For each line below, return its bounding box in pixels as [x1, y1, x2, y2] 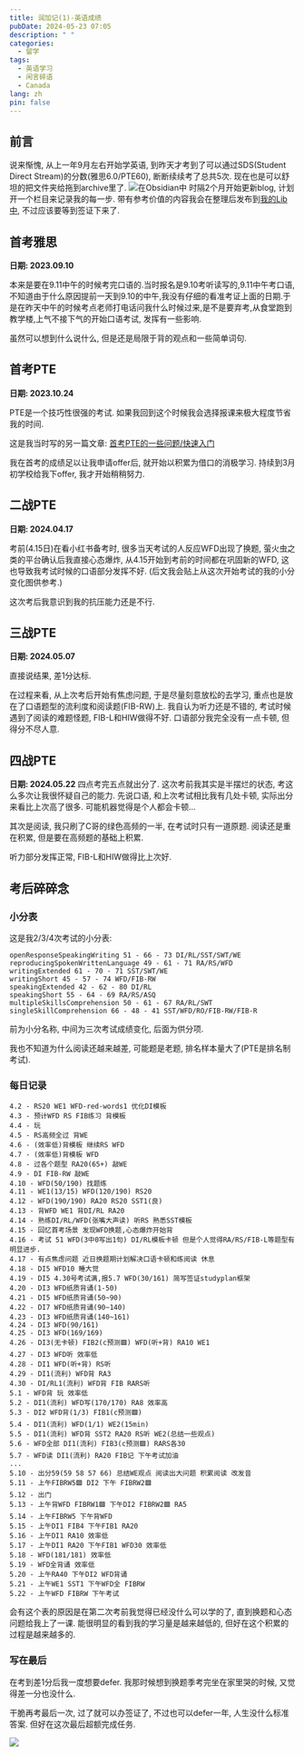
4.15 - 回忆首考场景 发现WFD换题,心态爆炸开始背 [9, 1226, 174, 1235]
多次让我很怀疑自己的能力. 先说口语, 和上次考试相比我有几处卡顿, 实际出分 [16, 790, 293, 801]
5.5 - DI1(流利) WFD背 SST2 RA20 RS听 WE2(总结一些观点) [9, 1430, 216, 1439]
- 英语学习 [17, 65, 54, 74]
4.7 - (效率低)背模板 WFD [9, 1151, 100, 1160]
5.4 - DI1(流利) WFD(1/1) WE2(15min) [9, 1420, 150, 1430]
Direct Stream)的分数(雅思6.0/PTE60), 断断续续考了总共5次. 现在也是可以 [9, 171, 282, 182]
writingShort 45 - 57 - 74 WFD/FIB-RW [9, 974, 156, 983]
